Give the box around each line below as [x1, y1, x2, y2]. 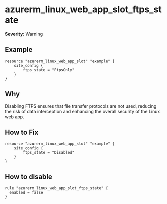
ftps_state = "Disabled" [23, 150, 75, 155]
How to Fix [5, 128, 39, 136]
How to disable [5, 172, 52, 181]
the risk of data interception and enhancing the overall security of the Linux [5, 108, 160, 114]
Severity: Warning [5, 31, 43, 37]
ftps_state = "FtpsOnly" [23, 67, 75, 72]
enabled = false [9, 190, 43, 195]
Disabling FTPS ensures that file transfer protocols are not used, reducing [5, 103, 157, 109]
